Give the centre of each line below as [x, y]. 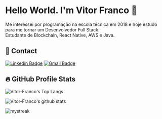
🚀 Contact [21, 51]
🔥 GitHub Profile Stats [40, 79]
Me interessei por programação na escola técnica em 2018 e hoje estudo [81, 24]
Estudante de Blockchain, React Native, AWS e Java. [60, 35]
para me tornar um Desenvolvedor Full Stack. [52, 29]
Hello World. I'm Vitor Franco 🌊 [71, 10]
